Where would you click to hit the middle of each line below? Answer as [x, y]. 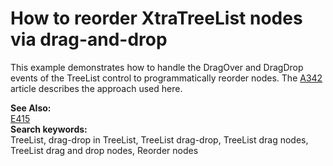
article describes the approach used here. [96, 88]
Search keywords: [49, 129]
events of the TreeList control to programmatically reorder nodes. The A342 [166, 78]
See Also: [31, 108]
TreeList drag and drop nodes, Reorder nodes [104, 150]
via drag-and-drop [89, 39]
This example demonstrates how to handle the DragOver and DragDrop [157, 67]
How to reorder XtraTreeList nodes [156, 18]
